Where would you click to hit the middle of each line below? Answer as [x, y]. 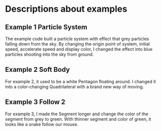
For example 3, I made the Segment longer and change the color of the [77, 114]
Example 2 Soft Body [38, 70]
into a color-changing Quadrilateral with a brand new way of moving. [74, 87]
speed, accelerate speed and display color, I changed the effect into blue [79, 49]
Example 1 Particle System [46, 27]
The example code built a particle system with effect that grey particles [77, 39]
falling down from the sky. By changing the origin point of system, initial [78, 44]
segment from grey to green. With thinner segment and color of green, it [78, 119]
